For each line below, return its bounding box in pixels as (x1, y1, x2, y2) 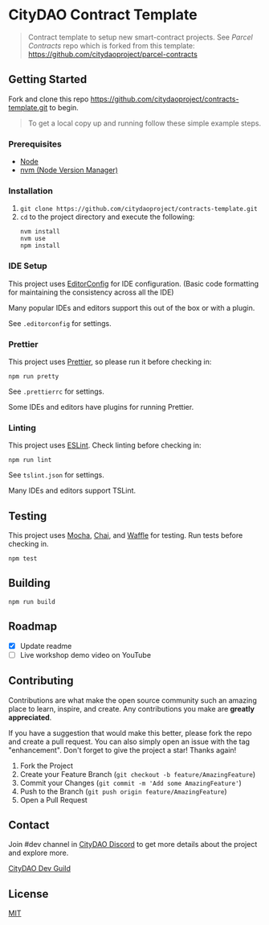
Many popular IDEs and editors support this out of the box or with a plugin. (8, 303, 255, 312)
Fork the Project (19, 761, 74, 770)
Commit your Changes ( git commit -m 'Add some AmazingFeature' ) (19, 778, 243, 787)
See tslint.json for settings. (8, 470, 104, 480)
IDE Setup (8, 260, 48, 271)
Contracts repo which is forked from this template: (27, 40, 195, 50)
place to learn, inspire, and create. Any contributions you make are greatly (8, 704, 255, 713)
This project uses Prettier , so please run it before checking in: (8, 357, 212, 366)
